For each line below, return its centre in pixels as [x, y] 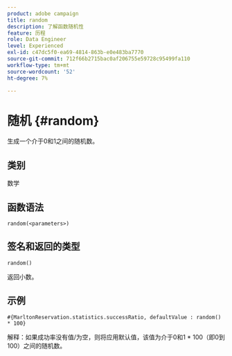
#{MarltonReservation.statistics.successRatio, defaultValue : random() [114, 317]
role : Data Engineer [37, 40]
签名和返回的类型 [44, 247]
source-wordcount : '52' [42, 71]
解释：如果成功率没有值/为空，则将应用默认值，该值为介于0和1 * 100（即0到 [116, 337]
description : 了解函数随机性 [46, 26]
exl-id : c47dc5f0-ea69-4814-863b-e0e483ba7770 [75, 53]
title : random [28, 20]
